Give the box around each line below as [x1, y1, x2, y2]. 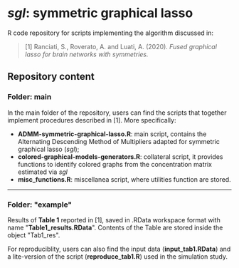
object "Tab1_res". [7, 230, 60, 239]
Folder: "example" [7, 200, 73, 210]
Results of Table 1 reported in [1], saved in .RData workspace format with [7, 215, 221, 224]
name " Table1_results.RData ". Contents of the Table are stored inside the [7, 223, 223, 232]
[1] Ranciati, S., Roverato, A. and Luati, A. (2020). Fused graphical [24, 42, 217, 51]
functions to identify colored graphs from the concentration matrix [17, 160, 212, 168]
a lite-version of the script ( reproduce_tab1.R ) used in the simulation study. [7, 252, 228, 261]
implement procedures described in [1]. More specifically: [7, 115, 176, 124]
